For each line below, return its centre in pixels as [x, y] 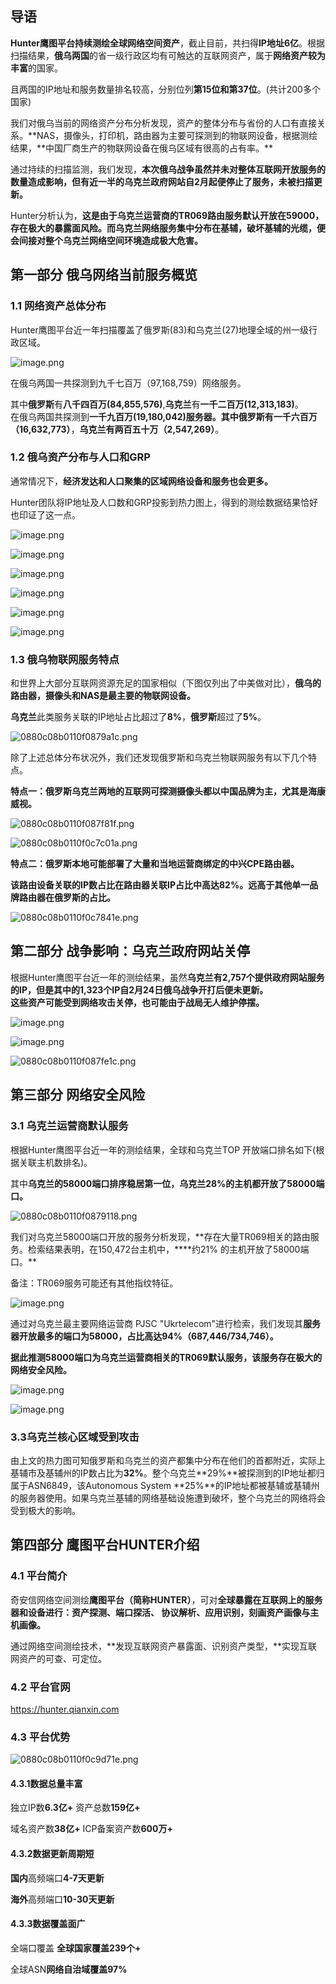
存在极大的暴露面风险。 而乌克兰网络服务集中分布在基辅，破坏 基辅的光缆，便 [168, 228]
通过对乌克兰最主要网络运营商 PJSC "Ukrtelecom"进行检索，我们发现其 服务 [166, 1323]
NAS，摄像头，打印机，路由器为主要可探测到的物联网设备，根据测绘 [177, 135]
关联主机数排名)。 [55, 1162]
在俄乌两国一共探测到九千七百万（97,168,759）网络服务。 [128, 383]
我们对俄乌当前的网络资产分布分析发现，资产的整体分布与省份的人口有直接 [163, 123]
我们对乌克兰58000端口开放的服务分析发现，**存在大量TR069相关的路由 [160, 1236]
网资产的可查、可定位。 [58, 1658]
